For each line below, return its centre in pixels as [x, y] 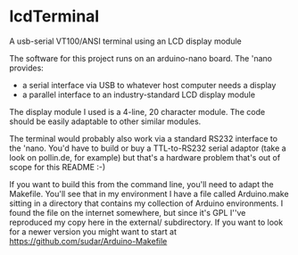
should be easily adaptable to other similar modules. [105, 121]
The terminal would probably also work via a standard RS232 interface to [144, 138]
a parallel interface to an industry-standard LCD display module [139, 95]
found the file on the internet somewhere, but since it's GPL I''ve [128, 212]
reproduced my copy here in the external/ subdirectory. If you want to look [146, 222]
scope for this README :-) [58, 167]
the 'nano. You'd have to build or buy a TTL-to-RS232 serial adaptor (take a [148, 148]
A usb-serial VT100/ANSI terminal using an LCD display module [126, 41]
